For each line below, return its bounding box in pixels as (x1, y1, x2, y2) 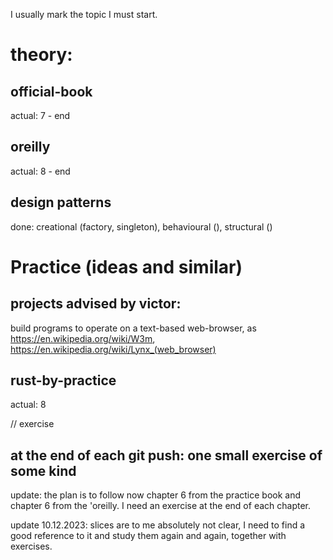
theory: (10, 44, 73, 66)
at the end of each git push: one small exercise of (10, 447, 323, 464)
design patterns (10, 194, 112, 211)
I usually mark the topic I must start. (10, 9, 158, 20)
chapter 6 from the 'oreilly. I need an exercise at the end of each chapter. (10, 500, 312, 512)
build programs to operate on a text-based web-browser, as (10, 322, 257, 334)
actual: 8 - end (10, 165, 71, 177)
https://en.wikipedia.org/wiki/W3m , (10, 332, 156, 344)
